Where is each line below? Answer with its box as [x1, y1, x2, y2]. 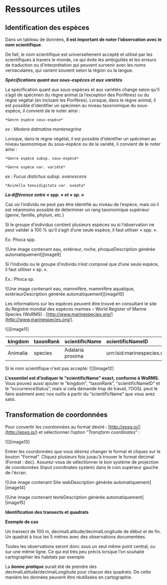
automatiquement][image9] [5, 251, 61, 257]
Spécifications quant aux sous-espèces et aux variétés [5, 77, 123, 83]
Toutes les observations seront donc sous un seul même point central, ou [5, 543, 156, 549]
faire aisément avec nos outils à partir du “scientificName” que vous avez [5, 391, 155, 397]
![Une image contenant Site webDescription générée [5, 479, 113, 485]
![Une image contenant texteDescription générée [5, 494, 105, 500]
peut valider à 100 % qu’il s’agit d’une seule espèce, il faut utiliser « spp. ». [5, 227, 158, 233]
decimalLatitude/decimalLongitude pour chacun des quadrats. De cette [5, 569, 151, 575]
